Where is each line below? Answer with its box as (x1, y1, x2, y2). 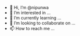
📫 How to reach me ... (9, 26, 55, 31)
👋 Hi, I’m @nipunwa (9, 5, 49, 10)
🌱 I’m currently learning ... (9, 15, 62, 20)
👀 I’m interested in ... (9, 10, 51, 16)
